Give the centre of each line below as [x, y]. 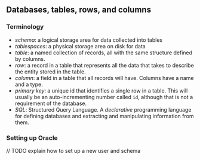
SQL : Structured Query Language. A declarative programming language [103, 109]
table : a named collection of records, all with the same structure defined [104, 53]
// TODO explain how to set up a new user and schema [73, 150]
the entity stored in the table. [50, 72]
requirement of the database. [51, 103]
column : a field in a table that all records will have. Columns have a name [104, 78]
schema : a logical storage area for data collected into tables [89, 40]
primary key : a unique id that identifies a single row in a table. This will [101, 90]
